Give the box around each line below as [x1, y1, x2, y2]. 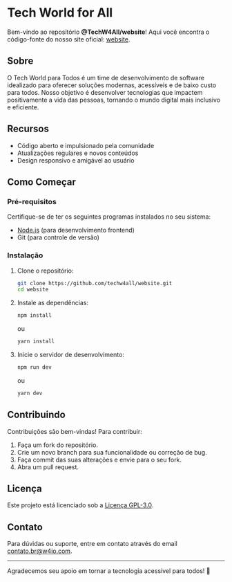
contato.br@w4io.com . [7, 547, 72, 555]
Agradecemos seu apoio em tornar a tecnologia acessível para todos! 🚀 [7, 567, 211, 575]
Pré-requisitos [7, 197, 57, 206]
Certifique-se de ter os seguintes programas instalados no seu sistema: [7, 212, 211, 221]
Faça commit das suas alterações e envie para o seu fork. [17, 455, 182, 464]
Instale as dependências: [17, 299, 88, 307]
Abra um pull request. [17, 462, 79, 471]
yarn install [17, 338, 55, 345]
